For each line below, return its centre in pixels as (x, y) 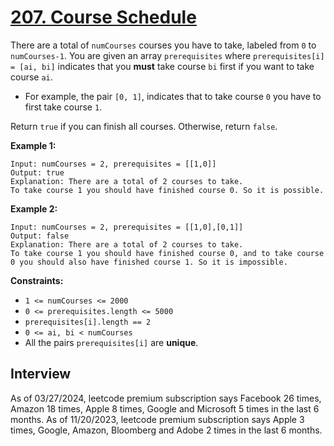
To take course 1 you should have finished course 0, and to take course (167, 253)
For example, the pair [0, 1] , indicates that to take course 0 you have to (173, 96)
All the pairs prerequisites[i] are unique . (111, 342)
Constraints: (37, 280)
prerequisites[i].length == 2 (88, 322)
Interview (41, 374)
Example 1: (33, 145)
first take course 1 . (63, 107)
